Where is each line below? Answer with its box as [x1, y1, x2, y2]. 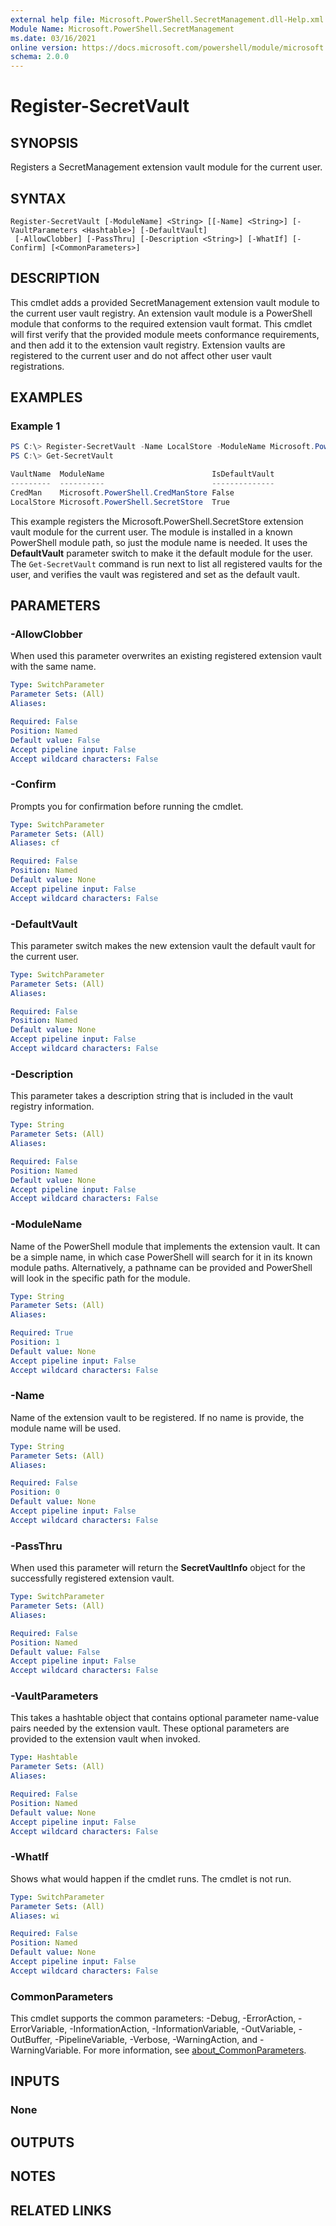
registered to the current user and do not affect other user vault [10, 349, 272, 361]
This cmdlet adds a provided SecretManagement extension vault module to [10, 296, 320, 308]
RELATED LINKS [10, 2202, 112, 2219]
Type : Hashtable [10, 1752, 78, 1763]
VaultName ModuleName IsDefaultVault [10, 469, 275, 480]
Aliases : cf [10, 838, 60, 848]
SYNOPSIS [10, 134, 79, 151]
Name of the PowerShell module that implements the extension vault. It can [10, 1240, 321, 1252]
